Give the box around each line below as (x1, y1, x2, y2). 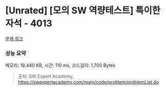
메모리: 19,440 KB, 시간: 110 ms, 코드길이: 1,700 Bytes (5, 62, 116, 68)
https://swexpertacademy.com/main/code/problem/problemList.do (17, 79, 159, 85)
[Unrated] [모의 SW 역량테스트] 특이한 (5, 5, 160, 16)
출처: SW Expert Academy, (17, 73, 74, 80)
